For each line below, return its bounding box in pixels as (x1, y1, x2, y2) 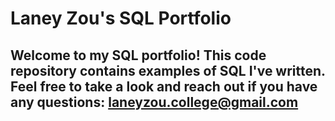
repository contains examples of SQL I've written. (10, 62, 326, 79)
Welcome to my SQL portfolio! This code (10, 47, 267, 64)
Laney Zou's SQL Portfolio (10, 7, 232, 30)
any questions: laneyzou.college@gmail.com (10, 93, 299, 111)
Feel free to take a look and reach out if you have (10, 78, 318, 95)
